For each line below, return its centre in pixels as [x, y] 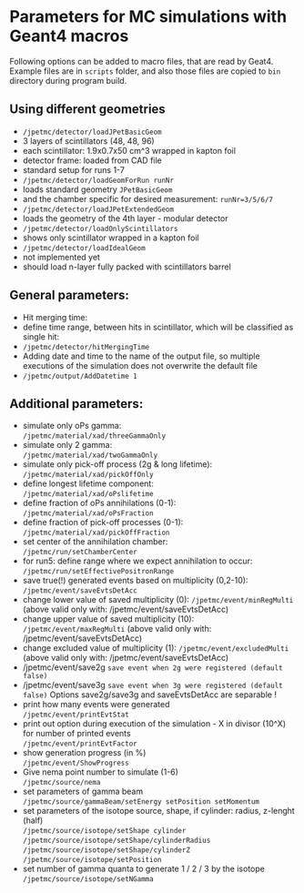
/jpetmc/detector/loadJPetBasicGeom [92, 132]
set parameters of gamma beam [83, 792]
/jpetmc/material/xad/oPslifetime [88, 494]
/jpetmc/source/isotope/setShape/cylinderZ [106, 850]
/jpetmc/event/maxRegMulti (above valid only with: [117, 629]
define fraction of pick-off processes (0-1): [103, 523]
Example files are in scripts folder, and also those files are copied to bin [145, 71]
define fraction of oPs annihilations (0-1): [99, 503]
